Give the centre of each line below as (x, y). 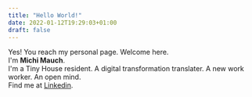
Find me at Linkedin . (41, 85)
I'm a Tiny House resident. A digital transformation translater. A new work (126, 69)
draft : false (29, 30)
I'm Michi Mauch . (36, 60)
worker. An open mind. (45, 77)
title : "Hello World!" (45, 15)
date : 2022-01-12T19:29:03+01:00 (63, 23)
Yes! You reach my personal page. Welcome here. (88, 52)
